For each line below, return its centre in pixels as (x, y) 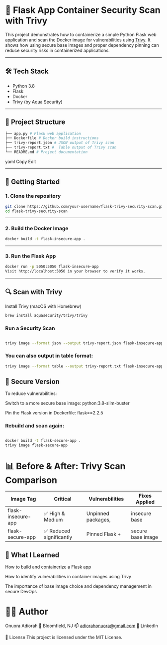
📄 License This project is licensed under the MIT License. (64, 638)
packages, (98, 520)
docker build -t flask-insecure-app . (45, 239)
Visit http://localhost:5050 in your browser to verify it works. (75, 271)
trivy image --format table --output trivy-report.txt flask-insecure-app (84, 366)
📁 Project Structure (35, 122)
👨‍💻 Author (27, 612)
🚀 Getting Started (33, 182)
